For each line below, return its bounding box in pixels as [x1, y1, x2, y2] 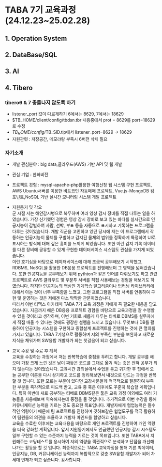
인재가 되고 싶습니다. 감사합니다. [21, 457, 82, 463]
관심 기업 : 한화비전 [12, 171, 48, 177]
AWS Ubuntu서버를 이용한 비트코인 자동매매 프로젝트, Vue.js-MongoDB [12, 188, 149, 194]
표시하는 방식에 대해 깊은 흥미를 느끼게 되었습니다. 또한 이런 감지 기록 [12, 241, 143, 247]
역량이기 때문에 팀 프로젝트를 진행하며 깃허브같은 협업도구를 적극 [21, 408, 143, 414]
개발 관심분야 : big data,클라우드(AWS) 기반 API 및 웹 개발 [12, 161, 122, 167]
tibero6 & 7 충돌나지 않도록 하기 [5, 99, 76, 106]
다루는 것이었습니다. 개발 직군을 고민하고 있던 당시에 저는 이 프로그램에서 [12, 229, 149, 234]
